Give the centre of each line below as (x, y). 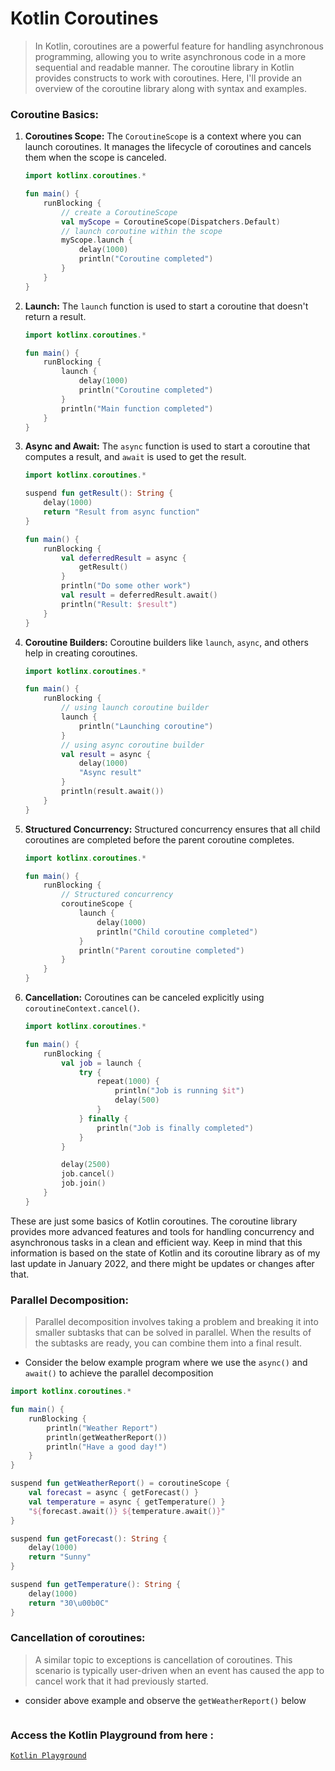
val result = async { (106, 754)
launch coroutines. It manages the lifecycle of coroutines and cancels (168, 147)
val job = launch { (102, 1063)
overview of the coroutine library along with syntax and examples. (170, 88)
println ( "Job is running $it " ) (179, 1091)
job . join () (84, 1183)
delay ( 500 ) (137, 1100)
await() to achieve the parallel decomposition (119, 1373)
